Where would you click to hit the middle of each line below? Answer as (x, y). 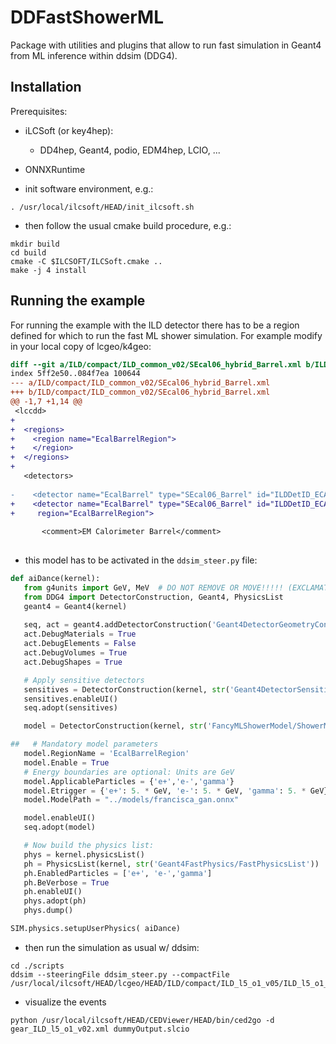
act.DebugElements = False (80, 644)
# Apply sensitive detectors (84, 680)
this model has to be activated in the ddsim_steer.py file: (141, 560)
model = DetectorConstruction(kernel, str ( (115, 726)
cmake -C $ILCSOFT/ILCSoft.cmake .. (86, 261)
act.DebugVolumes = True (75, 653)
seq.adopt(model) (60, 827)
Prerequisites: (39, 111)
